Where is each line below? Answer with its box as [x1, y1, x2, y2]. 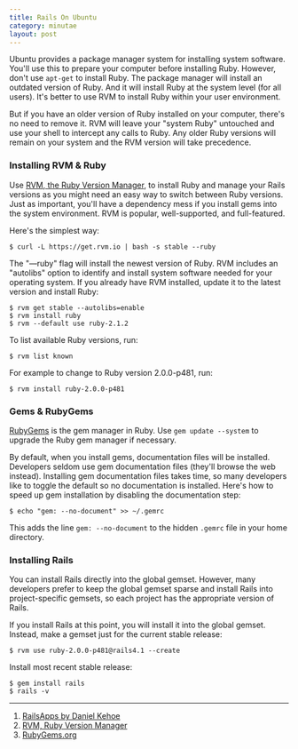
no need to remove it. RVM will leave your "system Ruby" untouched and [9, 118, 275, 129]
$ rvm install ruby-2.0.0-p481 [9, 384, 125, 394]
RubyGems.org [21, 729, 77, 740]
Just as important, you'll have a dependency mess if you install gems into [9, 198, 278, 209]
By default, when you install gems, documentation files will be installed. [9, 451, 271, 462]
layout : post [9, 29, 58, 38]
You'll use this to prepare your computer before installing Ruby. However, [9, 63, 277, 74]
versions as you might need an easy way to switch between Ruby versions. [9, 188, 284, 200]
